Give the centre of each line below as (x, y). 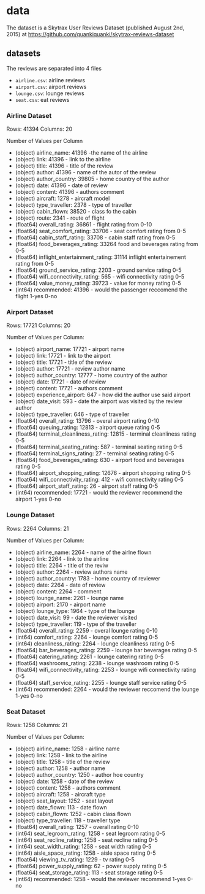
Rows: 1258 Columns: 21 (37, 725)
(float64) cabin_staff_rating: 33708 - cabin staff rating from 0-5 (95, 237)
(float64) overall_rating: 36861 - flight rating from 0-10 (84, 225)
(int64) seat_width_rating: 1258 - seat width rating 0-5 (83, 846)
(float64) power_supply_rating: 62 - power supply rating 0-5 (91, 866)
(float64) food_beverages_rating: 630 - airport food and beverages (100, 460)
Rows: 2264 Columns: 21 (38, 528)
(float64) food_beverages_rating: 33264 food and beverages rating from (106, 244)
